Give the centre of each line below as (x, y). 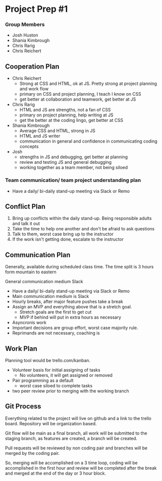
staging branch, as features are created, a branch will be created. (71, 438)
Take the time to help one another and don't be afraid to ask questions (83, 229)
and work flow (34, 89)
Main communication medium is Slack (51, 296)
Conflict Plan (25, 206)
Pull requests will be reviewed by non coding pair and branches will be (76, 448)
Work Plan (21, 349)
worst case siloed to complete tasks (56, 386)
